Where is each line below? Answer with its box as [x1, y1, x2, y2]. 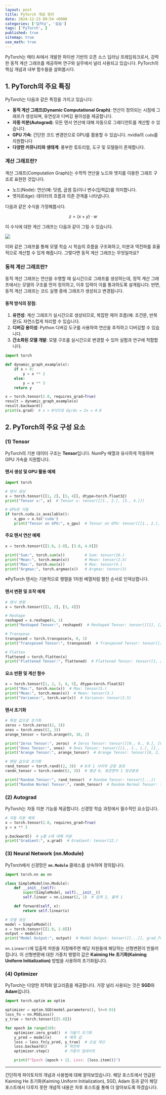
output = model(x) [5, 931, 43, 936]
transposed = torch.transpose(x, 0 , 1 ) [5, 636, 87, 641]
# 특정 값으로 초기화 [5, 718, 41, 723]
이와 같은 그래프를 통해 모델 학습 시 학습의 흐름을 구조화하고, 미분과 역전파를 [5, 243, 152, 249]
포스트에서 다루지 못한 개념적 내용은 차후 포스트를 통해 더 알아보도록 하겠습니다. [5, 1085, 158, 1091]
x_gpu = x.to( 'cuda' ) [14, 516, 58, 521]
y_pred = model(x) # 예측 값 [14, 1035, 82, 1040]
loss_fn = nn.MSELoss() [5, 1012, 54, 1017]
